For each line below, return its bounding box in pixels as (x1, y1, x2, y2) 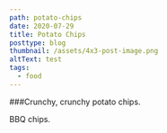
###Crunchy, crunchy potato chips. (9, 96, 141, 107)
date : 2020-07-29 (9, 22, 75, 31)
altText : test (9, 55, 63, 64)
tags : (9, 64, 30, 73)
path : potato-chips (9, 13, 83, 22)
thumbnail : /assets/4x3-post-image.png (9, 47, 159, 56)
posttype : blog (9, 38, 66, 48)
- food (17, 72, 42, 81)
